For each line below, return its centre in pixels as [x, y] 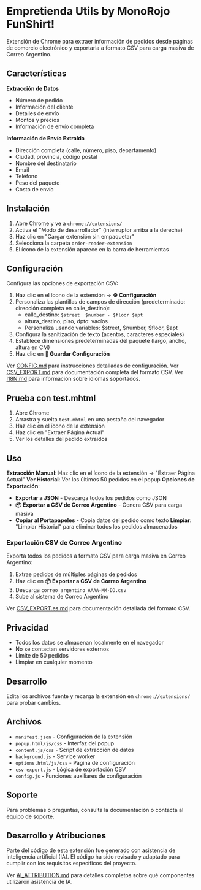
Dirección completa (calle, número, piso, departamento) [86, 150]
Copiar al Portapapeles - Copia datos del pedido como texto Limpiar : [103, 520]
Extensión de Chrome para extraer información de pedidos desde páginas [100, 41]
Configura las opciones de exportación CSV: [62, 283]
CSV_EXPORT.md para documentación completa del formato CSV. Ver [95, 372]
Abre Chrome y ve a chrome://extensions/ [69, 223]
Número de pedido [39, 100]
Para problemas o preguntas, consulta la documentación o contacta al [95, 810]
